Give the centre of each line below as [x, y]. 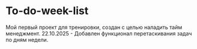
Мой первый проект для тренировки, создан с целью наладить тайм [94, 27]
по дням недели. [27, 40]
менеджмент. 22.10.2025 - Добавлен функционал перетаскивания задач [99, 33]
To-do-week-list [47, 11]
